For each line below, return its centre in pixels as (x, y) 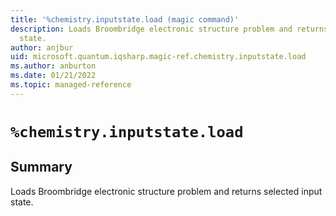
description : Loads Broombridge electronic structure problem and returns (169, 29)
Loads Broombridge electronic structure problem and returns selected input (166, 191)
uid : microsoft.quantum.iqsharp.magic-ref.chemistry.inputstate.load (158, 57)
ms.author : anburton (53, 66)
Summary (41, 167)
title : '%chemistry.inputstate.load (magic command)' (125, 19)
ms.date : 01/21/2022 (53, 76)
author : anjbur (42, 47)
